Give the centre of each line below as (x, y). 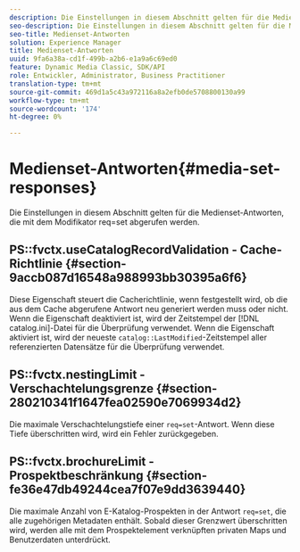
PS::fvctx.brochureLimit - (82, 461)
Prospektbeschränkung (77, 476)
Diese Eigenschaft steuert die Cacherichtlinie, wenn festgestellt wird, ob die (149, 299)
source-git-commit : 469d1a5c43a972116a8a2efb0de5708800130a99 (127, 92)
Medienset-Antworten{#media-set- (145, 169)
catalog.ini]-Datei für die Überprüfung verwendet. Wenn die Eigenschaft (142, 327)
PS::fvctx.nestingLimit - (77, 375)
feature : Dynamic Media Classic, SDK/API (87, 68)
